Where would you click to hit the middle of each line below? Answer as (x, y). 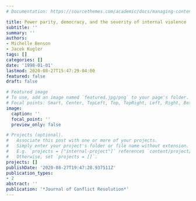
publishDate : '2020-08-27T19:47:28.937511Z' (61, 167)
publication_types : (30, 173)
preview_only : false (36, 125)
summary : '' (20, 33)
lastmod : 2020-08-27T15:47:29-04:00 (50, 70)
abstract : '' (22, 184)
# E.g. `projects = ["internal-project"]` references (75, 151)
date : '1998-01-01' (30, 65)
